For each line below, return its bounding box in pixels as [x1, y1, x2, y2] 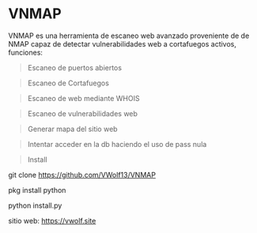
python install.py [8, 201, 62, 210]
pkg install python [8, 185, 66, 194]
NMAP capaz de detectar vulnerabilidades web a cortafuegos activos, [8, 39, 237, 48]
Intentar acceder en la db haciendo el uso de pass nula [27, 139, 207, 148]
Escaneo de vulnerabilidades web [27, 108, 138, 118]
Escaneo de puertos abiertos [27, 62, 123, 72]
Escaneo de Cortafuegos [27, 78, 109, 88]
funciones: [8, 47, 43, 57]
